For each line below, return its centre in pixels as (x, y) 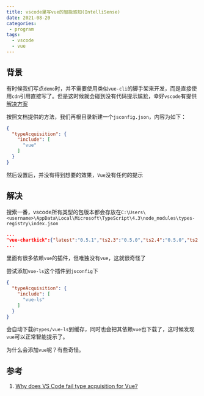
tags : (13, 35)
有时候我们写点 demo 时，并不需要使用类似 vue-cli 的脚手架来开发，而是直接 (99, 88)
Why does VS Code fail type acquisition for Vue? (76, 386)
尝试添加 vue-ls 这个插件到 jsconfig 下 (53, 271)
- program (21, 29)
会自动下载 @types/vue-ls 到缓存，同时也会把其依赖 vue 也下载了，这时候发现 (100, 329)
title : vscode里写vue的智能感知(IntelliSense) (64, 12)
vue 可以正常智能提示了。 (37, 337)
